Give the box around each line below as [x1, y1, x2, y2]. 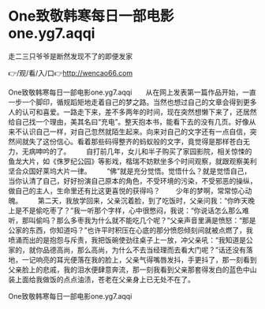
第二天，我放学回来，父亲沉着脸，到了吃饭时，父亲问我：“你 [37, 195, 235, 205]
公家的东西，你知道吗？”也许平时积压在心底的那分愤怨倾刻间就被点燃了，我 [8, 225, 254, 235]
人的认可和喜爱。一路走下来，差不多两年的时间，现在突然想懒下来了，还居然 [8, 107, 257, 117]
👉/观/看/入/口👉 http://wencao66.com [8, 68, 133, 77]
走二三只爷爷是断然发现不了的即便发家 [8, 51, 132, 61]
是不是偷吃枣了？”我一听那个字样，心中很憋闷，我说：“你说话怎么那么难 [14, 206, 250, 215]
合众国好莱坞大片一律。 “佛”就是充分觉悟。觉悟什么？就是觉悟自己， [14, 166, 252, 176]
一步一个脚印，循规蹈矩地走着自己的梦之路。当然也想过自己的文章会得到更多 [8, 97, 257, 106]
